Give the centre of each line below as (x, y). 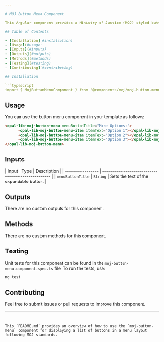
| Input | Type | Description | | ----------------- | (53, 171)
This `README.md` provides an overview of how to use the (65, 326)
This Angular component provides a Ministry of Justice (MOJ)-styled (77, 23)
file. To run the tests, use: (80, 268)
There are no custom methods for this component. (56, 236)
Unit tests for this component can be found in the (54, 263)
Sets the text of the (129, 176)
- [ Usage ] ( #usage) (24, 45)
